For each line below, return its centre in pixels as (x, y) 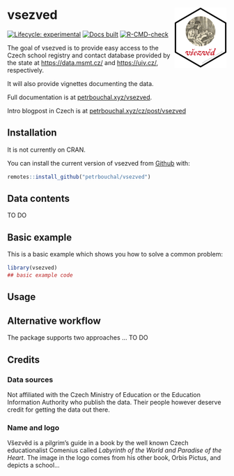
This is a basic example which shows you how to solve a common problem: (115, 254)
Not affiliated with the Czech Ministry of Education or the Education (104, 394)
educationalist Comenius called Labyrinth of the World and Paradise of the (115, 450)
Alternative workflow (54, 320)
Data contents (38, 199)
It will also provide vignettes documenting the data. (81, 83)
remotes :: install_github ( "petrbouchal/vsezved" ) (79, 177)
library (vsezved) (32, 268)
